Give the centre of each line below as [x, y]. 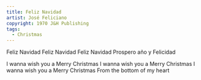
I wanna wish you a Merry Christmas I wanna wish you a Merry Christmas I [101, 64]
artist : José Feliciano [37, 18]
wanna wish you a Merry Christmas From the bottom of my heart [88, 70]
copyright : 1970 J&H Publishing [47, 23]
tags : [13, 29]
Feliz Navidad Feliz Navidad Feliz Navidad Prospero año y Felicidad [91, 52]
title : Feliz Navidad [34, 12]
